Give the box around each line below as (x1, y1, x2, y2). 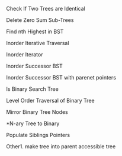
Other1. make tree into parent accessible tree (6, 143, 116, 150)
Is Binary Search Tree (6, 85, 59, 93)
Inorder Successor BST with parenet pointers (6, 74, 117, 81)
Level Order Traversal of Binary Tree (6, 97, 95, 104)
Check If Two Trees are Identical (6, 5, 85, 12)
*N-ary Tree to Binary (6, 120, 60, 127)
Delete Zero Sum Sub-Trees (6, 17, 74, 23)
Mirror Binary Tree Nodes (6, 109, 68, 115)
